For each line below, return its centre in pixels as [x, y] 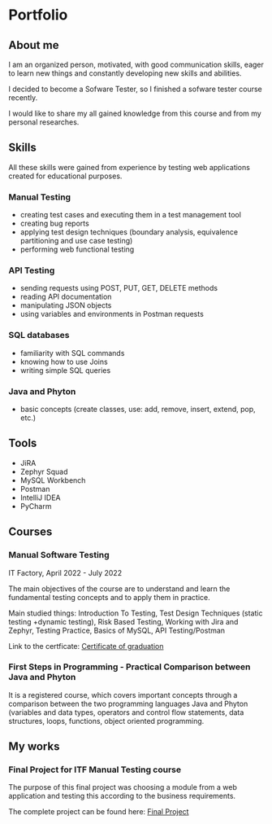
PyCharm [36, 506]
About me [34, 45]
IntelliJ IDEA [40, 497]
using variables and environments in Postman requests [112, 314]
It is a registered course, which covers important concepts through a [123, 695]
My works [34, 747]
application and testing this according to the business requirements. [122, 796]
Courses [30, 532]
